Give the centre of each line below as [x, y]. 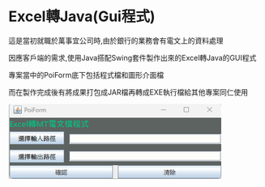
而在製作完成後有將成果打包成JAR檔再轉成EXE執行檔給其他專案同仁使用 [128, 92]
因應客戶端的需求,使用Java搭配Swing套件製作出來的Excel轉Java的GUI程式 [132, 57]
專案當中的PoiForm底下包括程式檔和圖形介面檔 [86, 74]
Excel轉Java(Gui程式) [82, 17]
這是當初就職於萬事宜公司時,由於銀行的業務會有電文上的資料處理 [116, 40]
